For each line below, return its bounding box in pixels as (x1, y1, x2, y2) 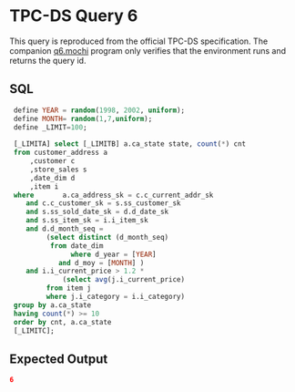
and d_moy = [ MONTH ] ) (57, 258, 145, 267)
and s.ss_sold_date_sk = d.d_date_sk (25, 207, 169, 217)
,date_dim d (29, 173, 76, 182)
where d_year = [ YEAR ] (70, 250, 157, 259)
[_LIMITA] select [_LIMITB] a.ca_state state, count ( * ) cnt (13, 139, 247, 149)
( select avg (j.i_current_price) (62, 275, 185, 284)
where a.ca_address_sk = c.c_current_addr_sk (13, 191, 214, 200)
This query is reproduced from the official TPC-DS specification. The (9, 36, 269, 46)
